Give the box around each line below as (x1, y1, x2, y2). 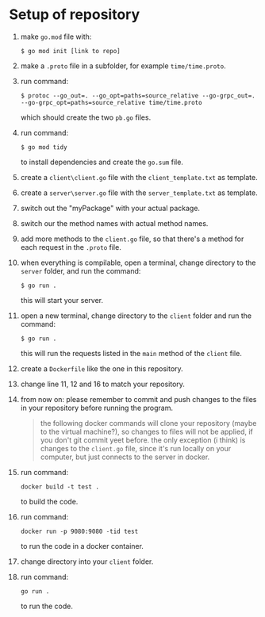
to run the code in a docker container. (20, 541, 144, 550)
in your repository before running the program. (20, 403, 174, 412)
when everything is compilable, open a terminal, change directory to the (20, 258, 256, 267)
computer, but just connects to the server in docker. (40, 452, 210, 462)
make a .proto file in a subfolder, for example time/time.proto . (20, 61, 226, 71)
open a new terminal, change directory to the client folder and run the (20, 311, 252, 320)
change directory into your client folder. (20, 557, 154, 566)
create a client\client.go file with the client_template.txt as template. (20, 172, 258, 182)
